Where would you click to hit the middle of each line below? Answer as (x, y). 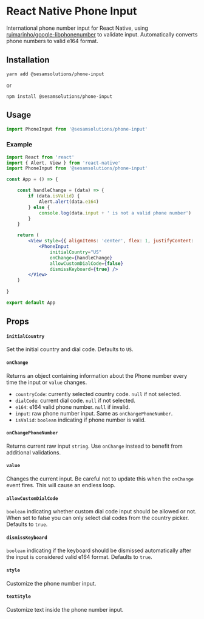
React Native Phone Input (72, 11)
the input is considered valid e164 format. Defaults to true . (80, 557)
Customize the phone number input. (51, 583)
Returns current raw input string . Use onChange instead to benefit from (95, 446)
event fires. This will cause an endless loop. (61, 485)
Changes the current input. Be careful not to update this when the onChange (100, 479)
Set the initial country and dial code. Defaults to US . (70, 349)
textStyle (19, 597)
